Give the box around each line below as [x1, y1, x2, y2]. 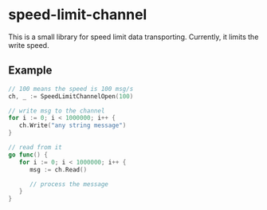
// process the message [29, 180, 109, 188]
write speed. [8, 40, 49, 50]
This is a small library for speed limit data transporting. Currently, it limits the [8, 32, 259, 42]
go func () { [8, 150, 48, 159]
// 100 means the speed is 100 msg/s [8, 85, 134, 93]
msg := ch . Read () [29, 165, 88, 173]
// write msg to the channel [8, 106, 105, 115]
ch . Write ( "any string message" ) [18, 121, 127, 129]
